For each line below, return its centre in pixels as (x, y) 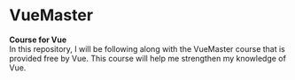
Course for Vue (38, 40)
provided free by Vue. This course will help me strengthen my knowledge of (147, 58)
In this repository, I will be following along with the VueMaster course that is (147, 48)
